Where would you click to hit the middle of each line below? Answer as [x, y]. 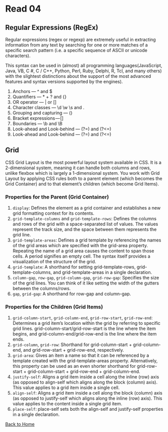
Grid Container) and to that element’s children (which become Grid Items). [82, 184]
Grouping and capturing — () [42, 113]
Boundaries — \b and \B [37, 124]
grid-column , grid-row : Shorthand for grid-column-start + [72, 345]
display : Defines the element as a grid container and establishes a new [87, 208]
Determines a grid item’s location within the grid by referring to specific [86, 323]
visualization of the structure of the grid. [54, 262]
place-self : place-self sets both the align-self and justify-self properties [88, 409]
